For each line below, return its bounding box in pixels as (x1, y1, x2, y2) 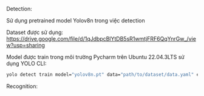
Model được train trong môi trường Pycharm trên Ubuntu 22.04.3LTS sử (6, 53, 185, 60)
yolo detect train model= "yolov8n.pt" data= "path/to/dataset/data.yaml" (6, 72, 194, 78)
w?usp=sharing (6, 42, 46, 49)
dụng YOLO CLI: (6, 60, 47, 67)
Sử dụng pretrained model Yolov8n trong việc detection (6, 17, 145, 24)
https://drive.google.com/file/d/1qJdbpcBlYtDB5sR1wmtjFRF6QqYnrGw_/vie (6, 35, 196, 42)
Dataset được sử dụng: (6, 29, 64, 36)
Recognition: (6, 82, 38, 90)
